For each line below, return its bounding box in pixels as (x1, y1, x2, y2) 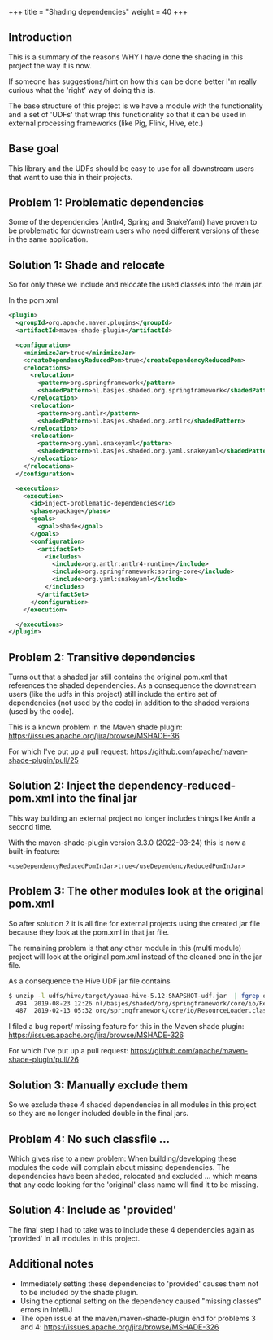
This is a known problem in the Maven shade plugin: (8, 722, 183, 732)
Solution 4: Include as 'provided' (8, 1203, 177, 1217)
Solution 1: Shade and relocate (8, 258, 165, 272)
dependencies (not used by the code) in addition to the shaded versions (8, 698, 250, 707)
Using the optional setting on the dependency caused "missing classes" (19, 1296, 262, 1306)
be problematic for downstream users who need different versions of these (8, 226, 260, 235)
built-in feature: (8, 846, 61, 856)
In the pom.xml (8, 296, 58, 305)
